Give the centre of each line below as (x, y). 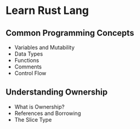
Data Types (29, 54)
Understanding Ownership (57, 92)
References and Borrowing (48, 113)
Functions (27, 60)
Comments (28, 67)
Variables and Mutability (44, 47)
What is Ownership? (39, 107)
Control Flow (30, 73)
